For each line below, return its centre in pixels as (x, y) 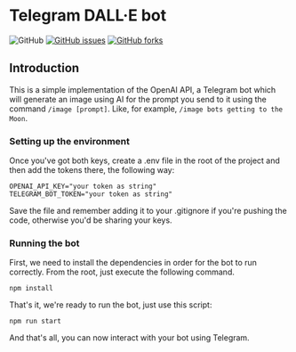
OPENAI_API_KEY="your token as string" (83, 187)
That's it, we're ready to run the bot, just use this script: (111, 305)
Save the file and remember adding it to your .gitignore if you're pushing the (148, 211)
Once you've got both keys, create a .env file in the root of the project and (144, 160)
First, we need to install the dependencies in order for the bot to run (133, 263)
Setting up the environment (70, 141)
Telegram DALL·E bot (88, 16)
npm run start (36, 322)
